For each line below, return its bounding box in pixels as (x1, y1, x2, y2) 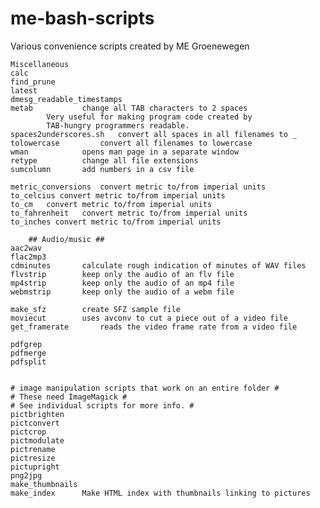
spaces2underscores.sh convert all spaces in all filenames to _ (10, 129, 298, 139)
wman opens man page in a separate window (10, 147, 240, 157)
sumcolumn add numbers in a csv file (10, 164, 195, 174)
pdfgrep (10, 339, 43, 349)
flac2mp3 (10, 252, 47, 262)
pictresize (10, 453, 56, 463)
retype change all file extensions (10, 155, 199, 166)
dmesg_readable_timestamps (10, 94, 123, 104)
